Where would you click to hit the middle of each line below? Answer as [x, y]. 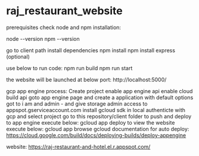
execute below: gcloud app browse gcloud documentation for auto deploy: [98, 129]
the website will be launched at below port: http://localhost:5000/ [86, 79]
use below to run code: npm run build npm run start [69, 68]
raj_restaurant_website [65, 11]
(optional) [18, 56]
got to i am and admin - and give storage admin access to [77, 104]
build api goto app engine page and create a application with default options [100, 97]
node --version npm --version [43, 39]
